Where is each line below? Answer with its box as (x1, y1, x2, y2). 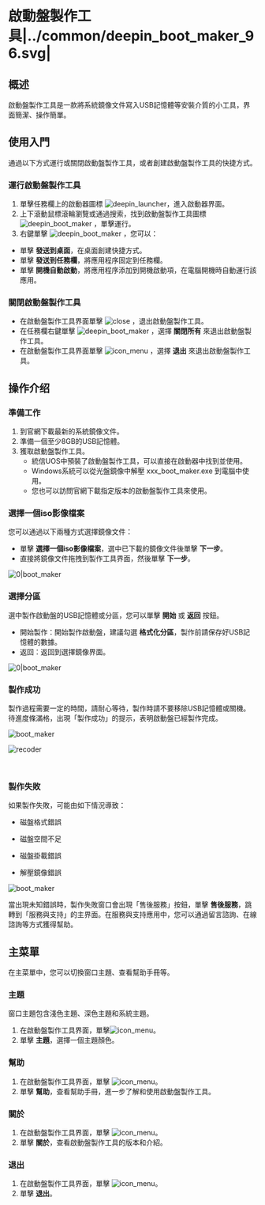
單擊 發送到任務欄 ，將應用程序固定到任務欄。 (19, 256, 167, 265)
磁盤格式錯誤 (19, 817, 62, 827)
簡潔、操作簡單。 (14, 110, 71, 119)
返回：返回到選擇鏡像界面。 (19, 646, 110, 657)
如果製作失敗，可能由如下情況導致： (8, 801, 126, 810)
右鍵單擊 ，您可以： (19, 229, 159, 238)
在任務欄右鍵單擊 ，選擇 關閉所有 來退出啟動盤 (19, 326, 245, 336)
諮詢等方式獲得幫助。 (8, 919, 77, 930)
